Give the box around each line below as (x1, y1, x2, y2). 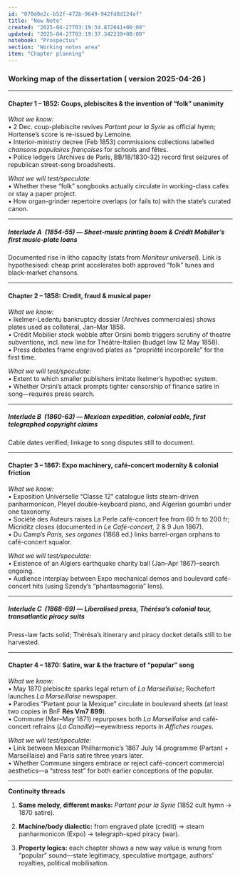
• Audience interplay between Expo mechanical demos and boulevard (8, 574, 214, 582)
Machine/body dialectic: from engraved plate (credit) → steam (18, 822, 204, 830)
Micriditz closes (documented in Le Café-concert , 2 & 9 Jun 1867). (8, 522, 204, 531)
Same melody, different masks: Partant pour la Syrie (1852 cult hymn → (18, 801, 232, 809)
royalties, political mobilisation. (18, 858, 110, 867)
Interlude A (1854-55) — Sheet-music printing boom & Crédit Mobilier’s (8, 228, 225, 236)
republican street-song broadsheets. (8, 161, 116, 169)
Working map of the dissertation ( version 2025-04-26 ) (8, 73, 206, 83)
